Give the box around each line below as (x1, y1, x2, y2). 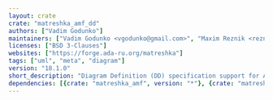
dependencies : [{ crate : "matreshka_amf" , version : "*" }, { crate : (8, 79, 235, 87)
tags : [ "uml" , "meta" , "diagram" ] (8, 57, 126, 65)
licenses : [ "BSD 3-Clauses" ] (8, 42, 107, 50)
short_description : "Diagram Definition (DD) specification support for (8, 72, 260, 80)
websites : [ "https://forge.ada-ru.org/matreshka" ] (8, 49, 184, 57)
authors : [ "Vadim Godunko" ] (8, 27, 104, 35)
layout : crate (8, 11, 57, 20)
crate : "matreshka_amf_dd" (8, 19, 100, 27)
